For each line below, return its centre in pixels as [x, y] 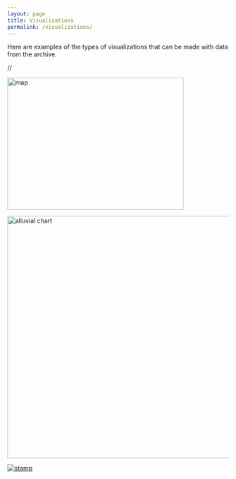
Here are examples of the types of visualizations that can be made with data [118, 47]
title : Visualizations [41, 20]
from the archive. [32, 54]
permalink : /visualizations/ [50, 27]
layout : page [26, 14]
